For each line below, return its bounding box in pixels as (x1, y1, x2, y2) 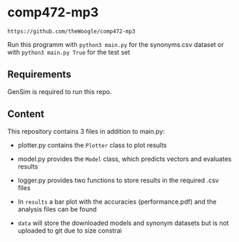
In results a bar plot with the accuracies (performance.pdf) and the (17, 197, 217, 206)
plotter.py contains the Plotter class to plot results (17, 140, 167, 149)
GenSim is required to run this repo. (7, 87, 112, 96)
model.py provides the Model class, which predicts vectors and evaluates (17, 154, 232, 163)
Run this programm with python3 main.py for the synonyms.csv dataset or (7, 40, 224, 48)
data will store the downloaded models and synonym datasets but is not (17, 219, 230, 227)
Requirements (7, 68, 71, 80)
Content (7, 108, 45, 120)
